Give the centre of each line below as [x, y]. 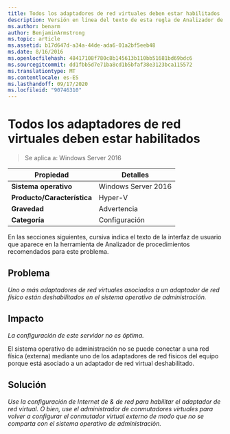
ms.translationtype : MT [42, 71]
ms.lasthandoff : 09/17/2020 [48, 84]
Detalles [135, 175]
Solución [27, 385]
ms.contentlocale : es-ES [43, 77]
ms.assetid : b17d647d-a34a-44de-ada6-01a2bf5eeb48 [82, 45]
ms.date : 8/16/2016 [36, 52]
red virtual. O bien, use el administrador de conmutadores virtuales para [111, 409]
